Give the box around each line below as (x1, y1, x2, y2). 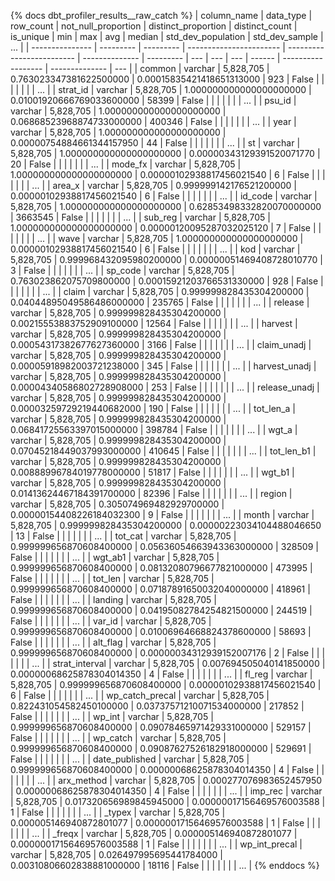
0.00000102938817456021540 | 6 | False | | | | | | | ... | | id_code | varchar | (10, 190, 318, 202)
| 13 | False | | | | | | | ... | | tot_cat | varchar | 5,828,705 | (10, 530, 237, 542)
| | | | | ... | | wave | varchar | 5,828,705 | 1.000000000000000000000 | (10, 233, 304, 244)
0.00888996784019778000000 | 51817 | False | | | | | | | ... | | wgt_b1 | (10, 466, 295, 478)
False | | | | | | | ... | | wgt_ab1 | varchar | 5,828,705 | (10, 551, 220, 563)
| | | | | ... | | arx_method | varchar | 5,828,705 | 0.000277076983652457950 (10, 775, 323, 786)
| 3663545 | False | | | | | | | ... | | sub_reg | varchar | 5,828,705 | (10, 211, 271, 223)
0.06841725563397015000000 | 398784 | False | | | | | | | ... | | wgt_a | (10, 424, 298, 435)
